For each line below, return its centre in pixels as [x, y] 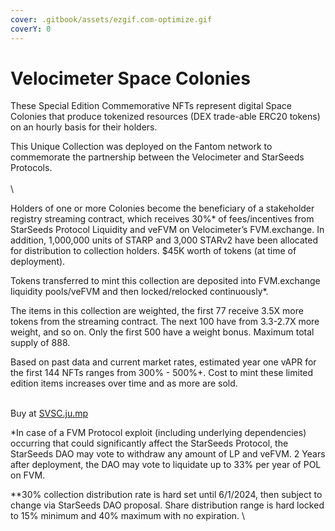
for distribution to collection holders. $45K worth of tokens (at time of [153, 251]
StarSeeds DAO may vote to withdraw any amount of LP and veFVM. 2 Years [168, 454]
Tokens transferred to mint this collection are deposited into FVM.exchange [165, 281]
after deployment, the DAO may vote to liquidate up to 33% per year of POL [166, 465]
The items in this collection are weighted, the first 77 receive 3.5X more [157, 311]
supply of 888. [40, 343]
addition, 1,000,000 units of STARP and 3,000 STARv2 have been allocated [164, 240]
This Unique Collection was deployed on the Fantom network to [141, 147]
